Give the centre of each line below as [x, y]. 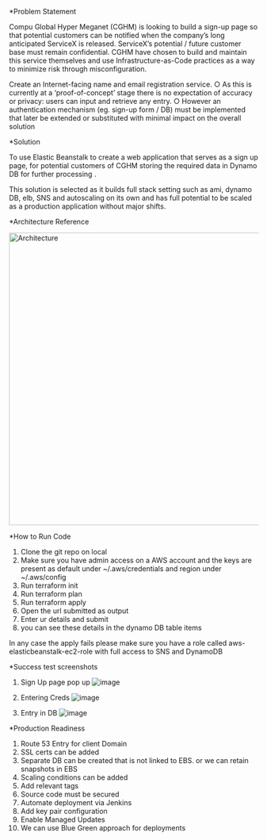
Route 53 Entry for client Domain [74, 744]
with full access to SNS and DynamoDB [159, 651]
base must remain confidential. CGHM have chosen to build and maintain [128, 52]
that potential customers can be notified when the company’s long [117, 35]
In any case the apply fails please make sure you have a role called [118, 643]
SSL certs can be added [60, 752]
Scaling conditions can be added [74, 777]
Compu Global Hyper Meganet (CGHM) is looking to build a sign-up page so [133, 27]
